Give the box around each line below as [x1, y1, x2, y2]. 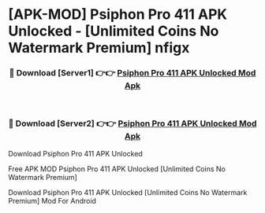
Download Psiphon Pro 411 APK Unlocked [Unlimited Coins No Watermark [8, 187, 248, 197]
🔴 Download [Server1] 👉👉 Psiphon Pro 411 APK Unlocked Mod [9, 68, 256, 79]
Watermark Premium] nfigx [8, 39, 190, 57]
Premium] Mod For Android [8, 196, 97, 205]
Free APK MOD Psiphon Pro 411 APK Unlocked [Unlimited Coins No [8, 163, 226, 174]
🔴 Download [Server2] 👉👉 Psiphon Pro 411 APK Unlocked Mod [8, 118, 257, 129]
